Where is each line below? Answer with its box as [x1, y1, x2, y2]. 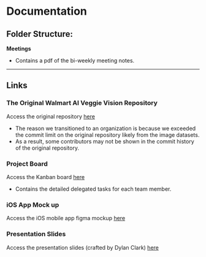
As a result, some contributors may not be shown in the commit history [15, 137, 194, 145]
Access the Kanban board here [6, 173, 85, 180]
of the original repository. [15, 144, 80, 152]
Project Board [6, 159, 48, 168]
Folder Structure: [6, 29, 74, 39]
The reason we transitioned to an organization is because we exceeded [15, 125, 196, 132]
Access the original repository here [6, 112, 95, 120]
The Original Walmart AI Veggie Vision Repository [6, 99, 158, 107]
